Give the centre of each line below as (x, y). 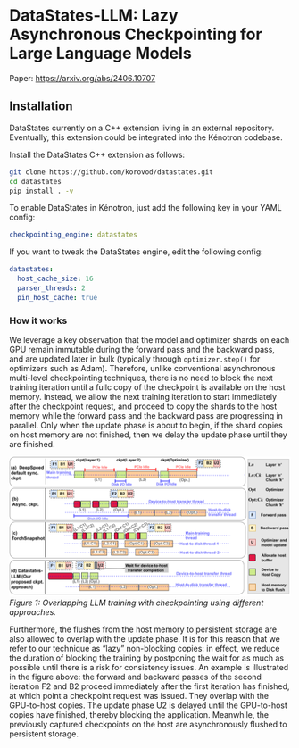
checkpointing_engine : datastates (74, 235)
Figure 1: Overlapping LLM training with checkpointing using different (137, 603)
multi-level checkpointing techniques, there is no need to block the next (141, 378)
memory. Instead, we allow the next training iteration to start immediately (143, 397)
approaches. (33, 612)
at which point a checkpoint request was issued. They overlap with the (139, 696)
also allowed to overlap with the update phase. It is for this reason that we (145, 639)
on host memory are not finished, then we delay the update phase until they (148, 435)
